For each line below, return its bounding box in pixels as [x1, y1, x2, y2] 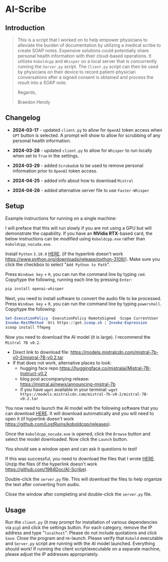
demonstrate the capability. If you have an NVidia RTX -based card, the [5, 230, 152, 236]
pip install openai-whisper [5, 286, 64, 291]
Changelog [5, 114, 41, 122]
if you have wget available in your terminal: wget [20, 387, 118, 393]
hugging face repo [20, 365, 59, 371]
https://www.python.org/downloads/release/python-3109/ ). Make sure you [5, 256, 160, 262]
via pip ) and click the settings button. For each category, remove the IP [5, 524, 152, 530]
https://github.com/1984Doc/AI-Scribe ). [5, 466, 88, 473]
